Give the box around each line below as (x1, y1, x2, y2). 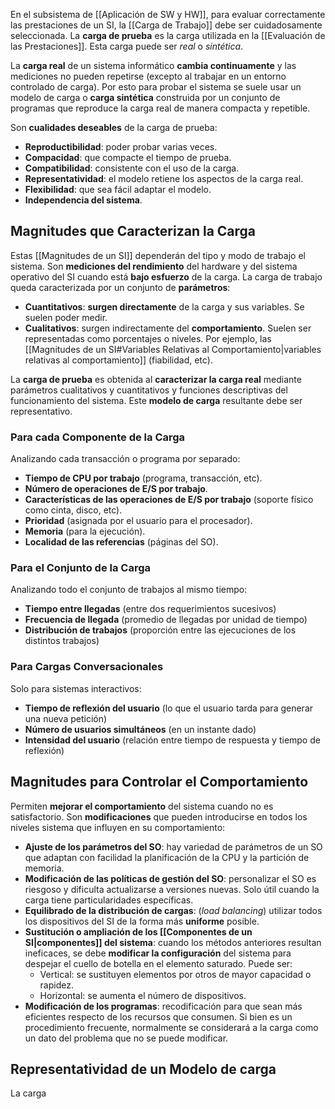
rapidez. (39, 979, 74, 991)
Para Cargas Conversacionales (10, 660, 164, 674)
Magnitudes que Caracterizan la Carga (10, 223, 257, 240)
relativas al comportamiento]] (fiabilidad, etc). (24, 354, 213, 366)
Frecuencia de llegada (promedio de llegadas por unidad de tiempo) (24, 614, 308, 626)
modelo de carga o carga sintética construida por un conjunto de (10, 92, 281, 103)
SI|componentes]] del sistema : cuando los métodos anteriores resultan (24, 936, 322, 948)
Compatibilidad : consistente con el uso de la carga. (24, 162, 240, 174)
